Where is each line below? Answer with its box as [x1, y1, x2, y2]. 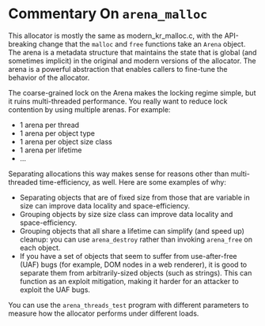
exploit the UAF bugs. [19, 285, 91, 294]
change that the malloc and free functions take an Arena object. [38, 39, 246, 48]
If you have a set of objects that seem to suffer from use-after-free [19, 251, 237, 260]
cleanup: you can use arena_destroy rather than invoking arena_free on [19, 234, 253, 244]
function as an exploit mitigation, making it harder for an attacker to [19, 276, 239, 286]
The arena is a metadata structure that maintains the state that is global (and [8, 47, 257, 57]
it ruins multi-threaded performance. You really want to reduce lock [8, 96, 228, 106]
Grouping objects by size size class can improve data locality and [19, 209, 233, 219]
